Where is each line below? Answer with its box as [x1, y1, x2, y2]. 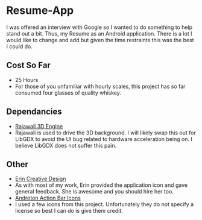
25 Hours [14, 76, 39, 83]
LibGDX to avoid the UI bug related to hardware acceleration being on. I [14, 135, 193, 142]
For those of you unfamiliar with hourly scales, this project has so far [14, 83, 186, 90]
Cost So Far [6, 60, 51, 71]
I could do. [6, 43, 33, 50]
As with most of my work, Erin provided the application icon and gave [14, 181, 188, 189]
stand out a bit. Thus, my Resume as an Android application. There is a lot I [6, 30, 192, 37]
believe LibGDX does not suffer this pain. [14, 142, 117, 149]
